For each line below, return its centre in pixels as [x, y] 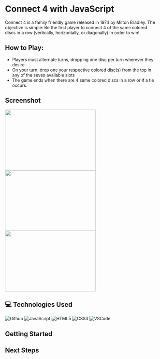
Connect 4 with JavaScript [60, 9]
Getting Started [29, 334]
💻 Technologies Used [39, 304]
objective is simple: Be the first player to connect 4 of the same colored [76, 27]
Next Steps [22, 351]
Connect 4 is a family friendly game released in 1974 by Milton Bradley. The [80, 22]
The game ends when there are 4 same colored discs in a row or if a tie [83, 80]
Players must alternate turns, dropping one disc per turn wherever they [83, 60]
